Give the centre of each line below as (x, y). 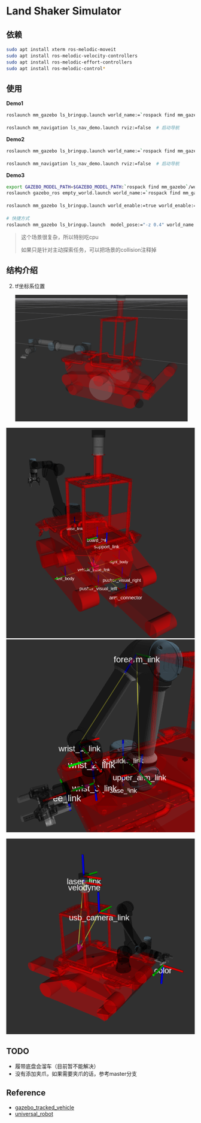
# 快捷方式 (18, 218)
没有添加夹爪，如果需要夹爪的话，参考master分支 (76, 1074)
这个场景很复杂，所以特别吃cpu (60, 237)
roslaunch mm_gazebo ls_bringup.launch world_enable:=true (81, 206)
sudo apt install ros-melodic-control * (56, 68)
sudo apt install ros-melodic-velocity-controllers (72, 56)
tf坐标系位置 (30, 286)
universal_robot (34, 1113)
